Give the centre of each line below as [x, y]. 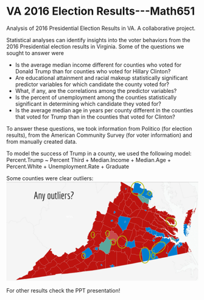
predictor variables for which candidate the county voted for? [92, 84]
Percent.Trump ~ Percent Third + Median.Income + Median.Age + [89, 159]
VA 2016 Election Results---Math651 [101, 11]
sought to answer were [35, 53]
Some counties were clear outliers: [50, 178]
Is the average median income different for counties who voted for [98, 65]
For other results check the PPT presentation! [63, 290]
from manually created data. [42, 141]
